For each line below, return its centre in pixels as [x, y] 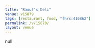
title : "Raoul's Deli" [28, 9]
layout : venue [20, 28]
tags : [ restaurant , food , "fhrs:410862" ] [48, 18]
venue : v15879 [20, 14]
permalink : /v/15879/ [27, 23]
